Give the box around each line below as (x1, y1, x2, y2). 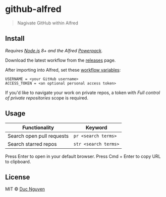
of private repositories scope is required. (5, 95, 88, 100)
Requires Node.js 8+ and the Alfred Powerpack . (5, 47, 103, 53)
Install (5, 34, 25, 43)
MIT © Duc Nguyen (5, 186, 45, 192)
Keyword (85, 124, 108, 131)
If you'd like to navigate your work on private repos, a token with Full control (5, 90, 160, 96)
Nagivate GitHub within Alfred (17, 20, 78, 26)
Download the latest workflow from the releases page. (5, 57, 116, 63)
